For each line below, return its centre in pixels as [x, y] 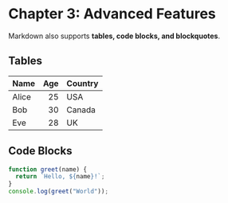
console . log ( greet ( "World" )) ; [59, 192]
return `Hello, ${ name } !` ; [60, 177]
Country [83, 83]
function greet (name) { [48, 169]
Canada [81, 110]
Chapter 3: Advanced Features [112, 14]
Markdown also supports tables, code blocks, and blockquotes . [114, 36]
